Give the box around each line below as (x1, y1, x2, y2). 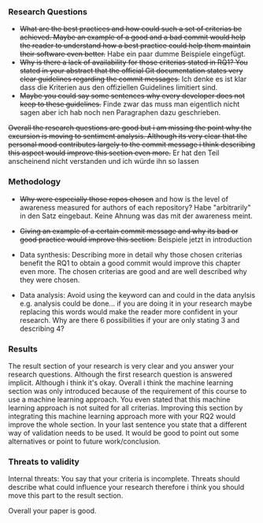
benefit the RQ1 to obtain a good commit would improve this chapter (19, 258, 241, 268)
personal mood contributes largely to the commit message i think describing (8, 140, 256, 150)
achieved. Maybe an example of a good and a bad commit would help (19, 32, 246, 42)
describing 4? (19, 324, 65, 333)
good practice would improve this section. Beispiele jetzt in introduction (19, 235, 252, 244)
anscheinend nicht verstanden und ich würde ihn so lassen (8, 157, 199, 166)
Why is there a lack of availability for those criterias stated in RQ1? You (19, 57, 248, 67)
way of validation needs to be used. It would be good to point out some (8, 428, 239, 437)
